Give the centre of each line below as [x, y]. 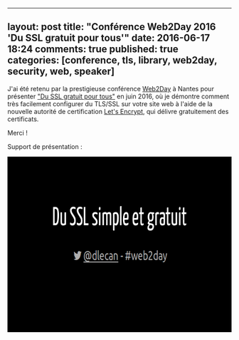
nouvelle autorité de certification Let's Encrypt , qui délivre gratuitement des [118, 111]
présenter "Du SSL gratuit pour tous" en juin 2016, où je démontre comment [118, 96]
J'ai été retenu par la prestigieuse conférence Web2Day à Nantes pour [111, 88]
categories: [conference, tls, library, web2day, [112, 60]
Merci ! [18, 133]
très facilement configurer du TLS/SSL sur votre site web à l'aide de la [110, 103]
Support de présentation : [45, 146]
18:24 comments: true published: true [93, 50]
